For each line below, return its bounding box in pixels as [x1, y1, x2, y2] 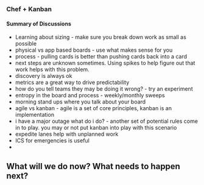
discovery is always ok [15, 72, 72, 80]
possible [15, 40, 37, 47]
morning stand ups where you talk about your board [15, 98, 146, 105]
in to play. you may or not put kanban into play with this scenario [15, 124, 177, 131]
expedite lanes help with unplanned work [15, 130, 119, 138]
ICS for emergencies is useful [15, 137, 90, 144]
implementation [15, 111, 55, 119]
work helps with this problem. [15, 66, 90, 73]
